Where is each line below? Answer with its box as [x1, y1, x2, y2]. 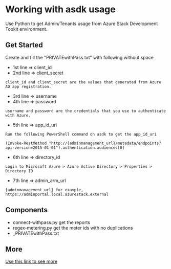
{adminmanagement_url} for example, [5, 187, 83, 192]
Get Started [5, 41, 43, 50]
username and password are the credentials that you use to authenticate [5, 108, 166, 114]
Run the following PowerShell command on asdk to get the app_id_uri [5, 131, 157, 137]
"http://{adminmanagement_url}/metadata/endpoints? [49, 141, 161, 146]
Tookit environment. [5, 26, 48, 32]
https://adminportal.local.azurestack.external [5, 192, 109, 197]
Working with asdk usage [5, 4, 116, 15]
